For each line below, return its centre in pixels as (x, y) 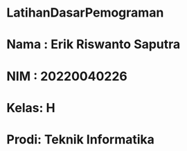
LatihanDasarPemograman (85, 13)
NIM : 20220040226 (67, 76)
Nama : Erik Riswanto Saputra (93, 45)
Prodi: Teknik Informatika (81, 139)
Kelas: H (31, 108)
